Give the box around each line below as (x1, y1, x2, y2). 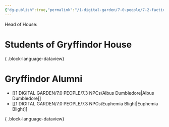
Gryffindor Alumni (5, 73, 83, 85)
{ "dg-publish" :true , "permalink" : (5, 7, 75, 13)
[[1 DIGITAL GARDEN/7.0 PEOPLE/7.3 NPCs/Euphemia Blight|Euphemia (12, 100, 158, 106)
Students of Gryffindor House (5, 39, 132, 50)
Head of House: (5, 21, 38, 27)
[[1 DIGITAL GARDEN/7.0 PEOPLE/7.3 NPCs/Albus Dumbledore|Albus (12, 90, 154, 96)
